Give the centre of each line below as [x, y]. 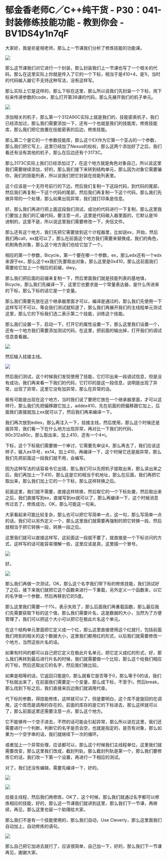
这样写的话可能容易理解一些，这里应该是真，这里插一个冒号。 [77, 543]
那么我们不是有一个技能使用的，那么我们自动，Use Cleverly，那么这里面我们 [83, 820]
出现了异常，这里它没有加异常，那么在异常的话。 [64, 389]
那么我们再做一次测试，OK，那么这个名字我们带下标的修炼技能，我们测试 [80, 583]
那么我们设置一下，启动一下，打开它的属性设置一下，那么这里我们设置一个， [83, 324]
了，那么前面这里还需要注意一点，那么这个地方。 [55, 711]
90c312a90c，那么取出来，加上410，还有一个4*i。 [58, 435]
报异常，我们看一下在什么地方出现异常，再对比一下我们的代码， [70, 429]
